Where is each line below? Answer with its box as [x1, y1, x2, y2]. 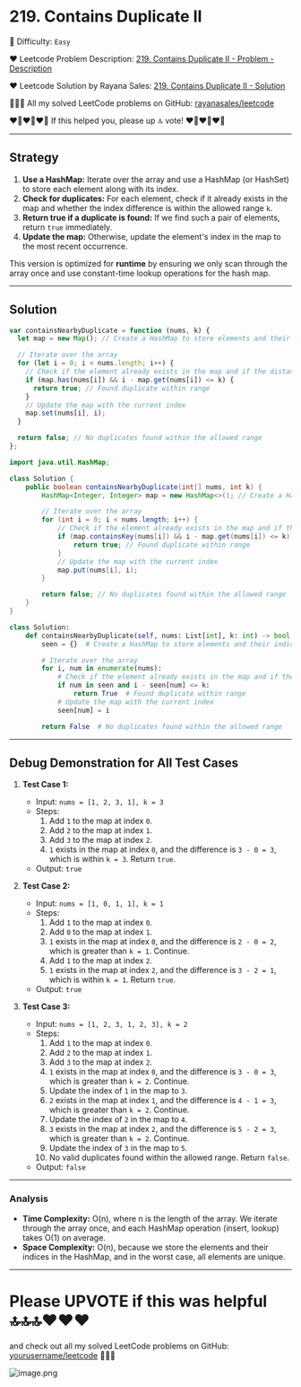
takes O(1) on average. [21, 1232, 106, 1242]
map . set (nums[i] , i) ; [25, 408, 106, 418]
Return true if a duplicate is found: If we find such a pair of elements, [21, 212, 280, 223]
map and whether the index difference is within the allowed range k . [21, 202, 273, 213]
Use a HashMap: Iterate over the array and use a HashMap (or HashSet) [21, 173, 289, 185]
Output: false [35, 1162, 87, 1172]
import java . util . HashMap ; [9, 458, 110, 467]
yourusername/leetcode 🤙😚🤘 [9, 1349, 116, 1361]
